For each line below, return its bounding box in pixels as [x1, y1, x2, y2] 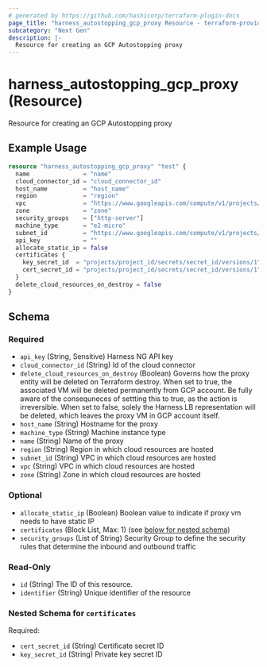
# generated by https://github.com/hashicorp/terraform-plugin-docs [8, 11, 240, 20]
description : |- [8, 33, 62, 42]
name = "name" [15, 170, 112, 178]
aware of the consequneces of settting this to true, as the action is [19, 394, 238, 403]
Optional [8, 490, 42, 501]
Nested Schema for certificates [8, 607, 137, 619]
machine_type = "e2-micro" [15, 222, 126, 229]
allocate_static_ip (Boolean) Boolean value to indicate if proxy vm [19, 507, 242, 517]
